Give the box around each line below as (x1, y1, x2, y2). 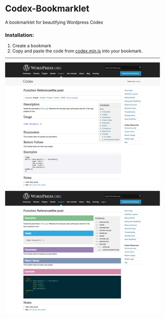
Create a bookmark (12, 43, 52, 49)
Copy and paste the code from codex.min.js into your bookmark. (12, 48, 143, 54)
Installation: (5, 32, 34, 38)
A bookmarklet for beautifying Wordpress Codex (5, 19, 103, 25)
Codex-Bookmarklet (5, 3, 89, 14)
